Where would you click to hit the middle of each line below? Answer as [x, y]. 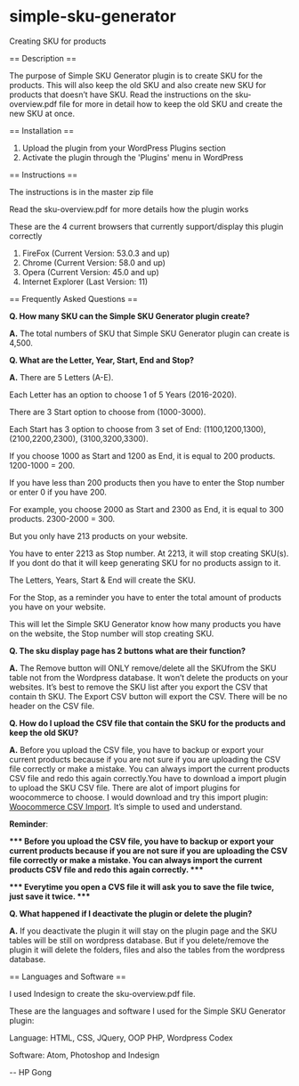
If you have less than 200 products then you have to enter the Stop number [147, 482]
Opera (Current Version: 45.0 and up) [91, 272]
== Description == [43, 58]
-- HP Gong [30, 1072]
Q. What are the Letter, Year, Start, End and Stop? [101, 360]
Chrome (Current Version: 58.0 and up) [94, 262]
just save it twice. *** [50, 896]
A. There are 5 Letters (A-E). [61, 377]
